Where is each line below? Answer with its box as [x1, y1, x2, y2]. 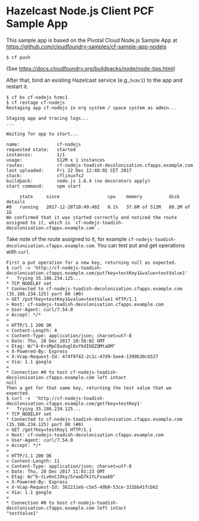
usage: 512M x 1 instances [6, 157, 105, 163]
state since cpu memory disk [19, 193, 180, 199]
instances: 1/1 [6, 152, 66, 158]
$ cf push [6, 54, 31, 60]
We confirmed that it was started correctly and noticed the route [6, 214, 178, 220]
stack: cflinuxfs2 [6, 172, 84, 178]
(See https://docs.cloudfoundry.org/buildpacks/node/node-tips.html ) [6, 64, 176, 72]
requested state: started [6, 146, 76, 153]
